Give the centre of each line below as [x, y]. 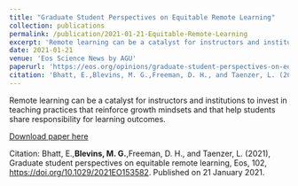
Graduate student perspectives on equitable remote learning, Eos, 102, [138, 163]
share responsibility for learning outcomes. [87, 119]
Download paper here [49, 136]
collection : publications [57, 26]
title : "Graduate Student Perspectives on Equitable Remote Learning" [142, 17]
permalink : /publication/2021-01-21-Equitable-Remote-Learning [129, 34]
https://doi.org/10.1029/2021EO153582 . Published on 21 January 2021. [137, 172]
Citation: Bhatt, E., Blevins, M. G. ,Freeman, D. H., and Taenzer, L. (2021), [140, 153]
